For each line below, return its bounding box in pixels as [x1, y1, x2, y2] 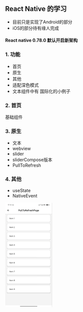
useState [12, 187, 31, 193]
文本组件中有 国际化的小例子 [12, 88, 71, 94]
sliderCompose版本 [12, 157, 53, 163]
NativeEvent [12, 193, 37, 199]
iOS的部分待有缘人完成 [12, 25, 59, 31]
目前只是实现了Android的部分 [12, 19, 73, 25]
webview [12, 146, 31, 152]
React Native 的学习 [5, 4, 67, 13]
